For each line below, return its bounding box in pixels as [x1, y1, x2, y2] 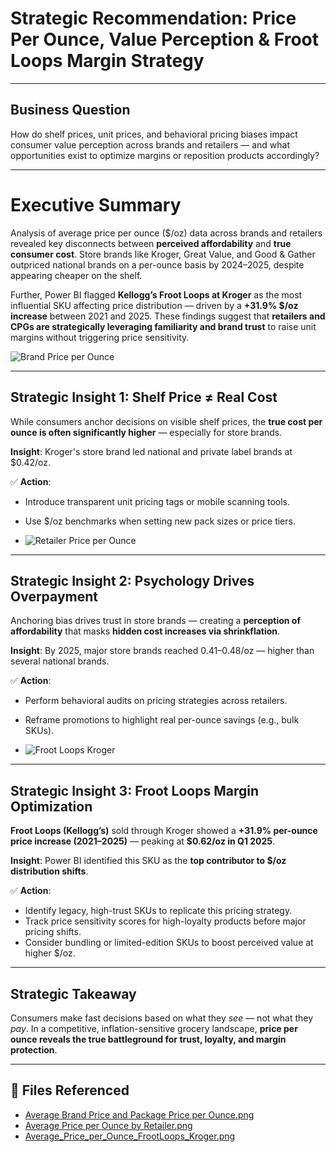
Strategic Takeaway [10, 985, 137, 1002]
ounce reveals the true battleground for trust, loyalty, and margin [10, 1033, 287, 1045]
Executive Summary [10, 193, 182, 216]
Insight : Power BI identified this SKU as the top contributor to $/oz [10, 855, 287, 867]
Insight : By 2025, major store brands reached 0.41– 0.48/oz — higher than [10, 645, 315, 657]
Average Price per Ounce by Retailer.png [24, 1119, 193, 1131]
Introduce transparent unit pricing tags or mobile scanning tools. [24, 495, 291, 507]
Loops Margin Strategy [10, 50, 205, 72]
